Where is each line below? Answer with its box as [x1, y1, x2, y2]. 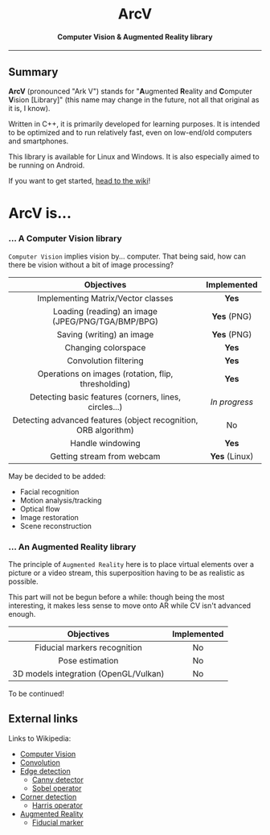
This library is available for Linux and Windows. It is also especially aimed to [8, 152, 260, 162]
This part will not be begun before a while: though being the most [8, 592, 225, 601]
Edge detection [19, 766, 71, 775]
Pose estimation [58, 655, 119, 666]
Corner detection [19, 792, 77, 801]
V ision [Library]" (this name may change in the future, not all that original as [8, 95, 260, 105]
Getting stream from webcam [50, 450, 161, 461]
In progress [210, 396, 254, 407]
